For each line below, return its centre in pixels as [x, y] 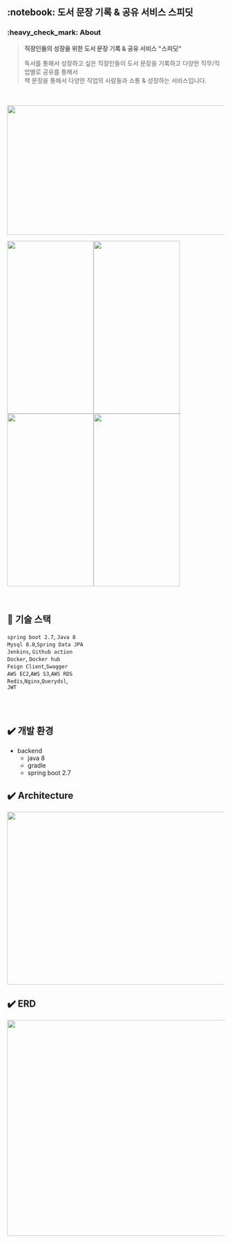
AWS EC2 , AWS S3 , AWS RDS [40, 673]
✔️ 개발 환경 [30, 731]
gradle [37, 766]
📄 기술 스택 [29, 619]
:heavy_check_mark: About [54, 32]
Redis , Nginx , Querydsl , [38, 681]
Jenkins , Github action [40, 651]
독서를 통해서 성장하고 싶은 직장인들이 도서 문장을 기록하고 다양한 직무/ [119, 63]
